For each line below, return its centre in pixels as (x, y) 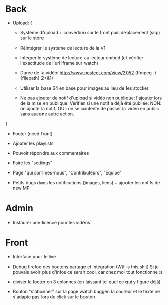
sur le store (32, 38)
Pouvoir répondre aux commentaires (51, 153)
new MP (21, 188)
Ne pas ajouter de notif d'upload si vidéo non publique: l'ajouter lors (91, 98)
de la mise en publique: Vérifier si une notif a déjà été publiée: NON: (91, 103)
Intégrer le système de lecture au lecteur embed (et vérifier (82, 57)
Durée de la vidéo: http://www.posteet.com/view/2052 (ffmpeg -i (88, 73)
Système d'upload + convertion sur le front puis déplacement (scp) (90, 32)
